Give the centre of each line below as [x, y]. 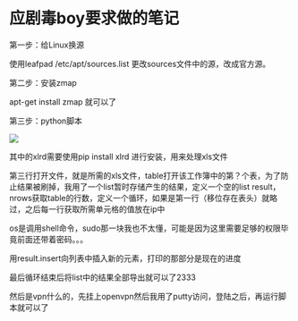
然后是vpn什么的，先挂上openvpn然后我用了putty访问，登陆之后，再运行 [144, 296]
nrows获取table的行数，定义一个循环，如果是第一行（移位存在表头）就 [140, 198]
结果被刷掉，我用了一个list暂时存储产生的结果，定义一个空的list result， [149, 186]
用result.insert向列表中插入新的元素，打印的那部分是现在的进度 [125, 258]
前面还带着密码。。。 [52, 239]
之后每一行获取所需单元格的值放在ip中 [95, 209]
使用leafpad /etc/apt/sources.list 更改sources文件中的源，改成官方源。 [140, 63]
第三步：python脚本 [46, 121]
